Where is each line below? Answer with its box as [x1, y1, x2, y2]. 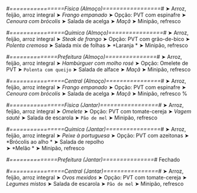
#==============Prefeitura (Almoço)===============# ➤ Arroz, [6, 53, 182, 60]
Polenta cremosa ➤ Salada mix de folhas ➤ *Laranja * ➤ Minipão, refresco [6, 42, 188, 49]
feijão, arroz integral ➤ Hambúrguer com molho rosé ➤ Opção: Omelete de [6, 59, 188, 67]
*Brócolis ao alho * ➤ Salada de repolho [6, 138, 105, 145]
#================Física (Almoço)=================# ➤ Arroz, [6, 5, 186, 12]
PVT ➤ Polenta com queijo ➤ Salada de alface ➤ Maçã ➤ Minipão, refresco [6, 66, 191, 73]
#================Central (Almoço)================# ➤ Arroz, [6, 77, 186, 84]
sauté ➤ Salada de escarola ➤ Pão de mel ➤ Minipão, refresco [6, 114, 158, 121]
